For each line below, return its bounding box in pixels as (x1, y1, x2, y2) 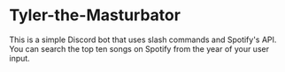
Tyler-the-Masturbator (9, 5, 181, 25)
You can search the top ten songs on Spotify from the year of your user (9, 43, 270, 54)
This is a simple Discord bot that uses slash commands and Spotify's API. (9, 34, 277, 45)
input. (9, 53, 31, 63)
